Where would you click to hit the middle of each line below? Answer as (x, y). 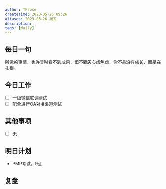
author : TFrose (21, 10)
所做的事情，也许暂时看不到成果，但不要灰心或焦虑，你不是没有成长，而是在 (83, 62)
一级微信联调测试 (30, 98)
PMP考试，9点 (27, 163)
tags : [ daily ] (20, 28)
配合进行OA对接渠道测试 (37, 104)
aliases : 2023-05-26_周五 (31, 19)
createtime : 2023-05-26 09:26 (36, 14)
